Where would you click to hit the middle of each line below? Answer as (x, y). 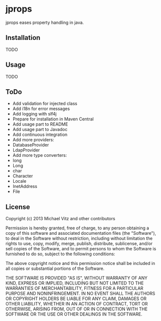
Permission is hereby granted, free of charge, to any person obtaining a (77, 228)
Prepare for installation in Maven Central (53, 119)
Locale (19, 181)
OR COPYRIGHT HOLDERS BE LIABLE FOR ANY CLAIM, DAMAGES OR (76, 299)
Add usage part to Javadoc (40, 130)
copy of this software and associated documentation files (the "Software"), (81, 233)
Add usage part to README (40, 124)
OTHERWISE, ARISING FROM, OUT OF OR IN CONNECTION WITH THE (77, 309)
